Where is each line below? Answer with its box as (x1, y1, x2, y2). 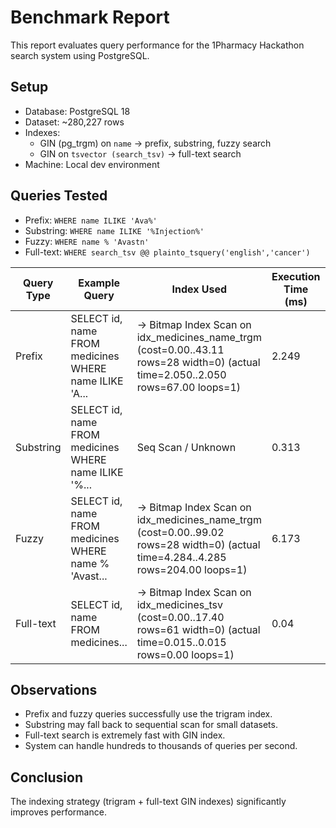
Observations (10, 681, 98, 698)
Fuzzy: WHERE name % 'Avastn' (24, 235, 150, 247)
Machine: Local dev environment (24, 158, 160, 170)
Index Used (171, 282, 228, 296)
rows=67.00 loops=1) (136, 380, 242, 394)
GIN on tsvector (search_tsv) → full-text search (39, 147, 242, 160)
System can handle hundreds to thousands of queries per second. (24, 740, 298, 752)
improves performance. (10, 806, 107, 818)
